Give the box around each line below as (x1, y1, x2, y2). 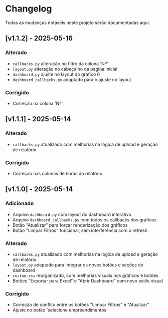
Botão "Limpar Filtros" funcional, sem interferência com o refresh (12, 227, 148, 233)
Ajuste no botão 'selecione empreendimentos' (12, 307, 108, 313)
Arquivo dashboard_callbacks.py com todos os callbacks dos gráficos (12, 216, 157, 223)
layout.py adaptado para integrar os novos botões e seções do (12, 261, 144, 268)
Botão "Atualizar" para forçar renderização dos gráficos (12, 222, 128, 228)
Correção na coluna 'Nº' (12, 100, 63, 106)
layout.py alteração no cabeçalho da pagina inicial (12, 66, 118, 72)
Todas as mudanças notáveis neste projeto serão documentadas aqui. (5, 20, 150, 26)
